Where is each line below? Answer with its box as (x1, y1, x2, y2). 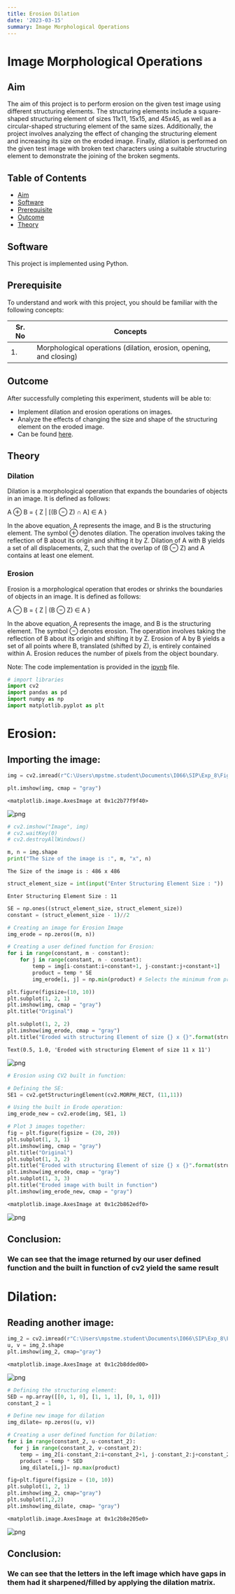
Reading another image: (7, 1317, 114, 1329)
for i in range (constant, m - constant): (7, 950, 130, 957)
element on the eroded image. (17, 422, 105, 431)
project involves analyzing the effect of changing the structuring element (7, 130, 218, 138)
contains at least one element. (7, 551, 94, 560)
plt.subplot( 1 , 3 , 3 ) (7, 1175, 71, 1182)
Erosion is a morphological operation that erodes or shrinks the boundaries (7, 585, 223, 593)
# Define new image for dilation (7, 1412, 105, 1420)
